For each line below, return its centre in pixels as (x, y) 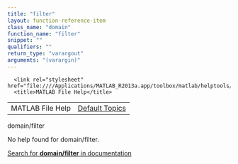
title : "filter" (31, 14)
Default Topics (102, 108)
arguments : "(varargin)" (44, 60)
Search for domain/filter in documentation (70, 153)
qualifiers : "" (30, 47)
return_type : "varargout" (45, 54)
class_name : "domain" (39, 27)
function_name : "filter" (44, 34)
